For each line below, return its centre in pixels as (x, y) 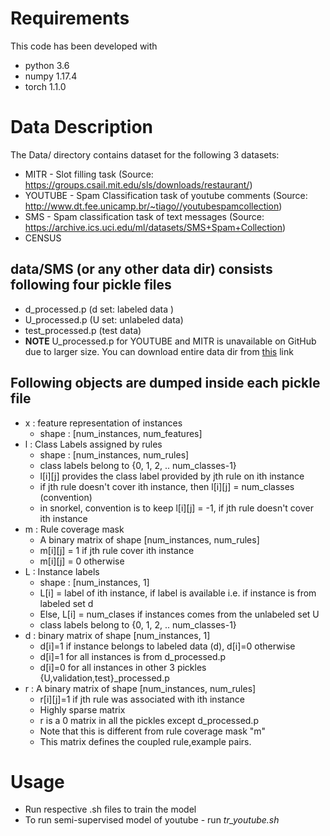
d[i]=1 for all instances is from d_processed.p (133, 656)
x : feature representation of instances (103, 423)
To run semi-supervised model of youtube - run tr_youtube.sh (152, 820)
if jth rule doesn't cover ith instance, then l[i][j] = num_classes (167, 486)
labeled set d (66, 603)
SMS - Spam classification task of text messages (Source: (144, 216)
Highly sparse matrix (82, 709)
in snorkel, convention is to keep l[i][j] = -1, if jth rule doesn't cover (177, 508)
